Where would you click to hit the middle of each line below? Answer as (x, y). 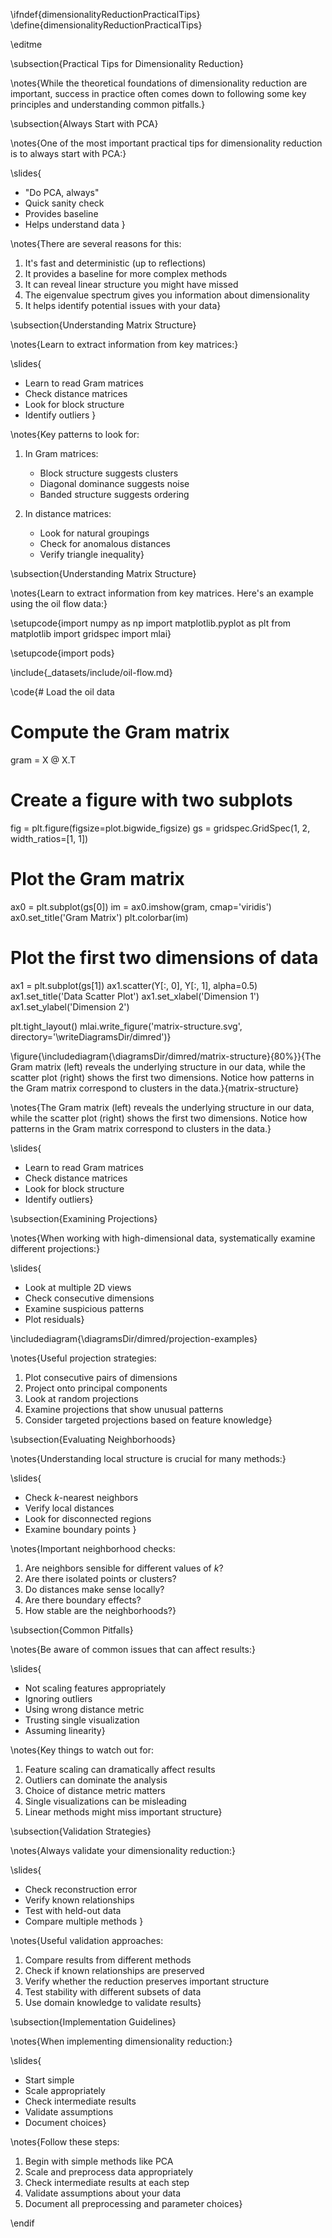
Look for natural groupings (94, 533)
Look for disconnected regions (88, 1518)
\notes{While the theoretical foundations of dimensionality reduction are (159, 83)
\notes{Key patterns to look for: (75, 434)
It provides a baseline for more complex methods (126, 273)
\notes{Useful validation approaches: (87, 1940)
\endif (22, 2223)
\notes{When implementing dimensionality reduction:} (121, 2041)
